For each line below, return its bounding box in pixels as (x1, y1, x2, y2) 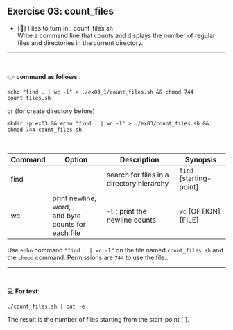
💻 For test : (7, 287, 40, 295)
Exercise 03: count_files (7, 6, 114, 17)
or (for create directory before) (7, 107, 96, 115)
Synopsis (184, 155, 217, 164)
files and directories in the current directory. (17, 38, 144, 47)
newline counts (106, 215, 156, 225)
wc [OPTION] (179, 206, 221, 216)
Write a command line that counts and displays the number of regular (17, 31, 216, 40)
